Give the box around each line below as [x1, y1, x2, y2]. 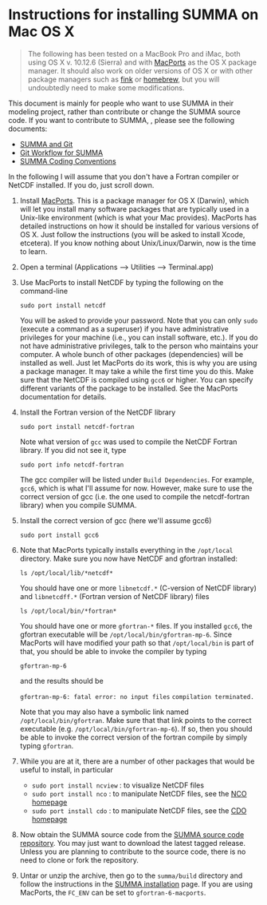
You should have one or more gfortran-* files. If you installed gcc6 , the [19, 621, 253, 630]
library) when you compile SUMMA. [19, 500, 137, 510]
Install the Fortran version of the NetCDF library [19, 407, 176, 417]
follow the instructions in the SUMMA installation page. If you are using [19, 879, 253, 888]
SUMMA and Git [19, 139, 73, 149]
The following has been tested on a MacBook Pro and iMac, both [27, 49, 241, 58]
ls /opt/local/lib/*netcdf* [19, 569, 113, 577]
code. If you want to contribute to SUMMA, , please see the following [8, 115, 235, 125]
